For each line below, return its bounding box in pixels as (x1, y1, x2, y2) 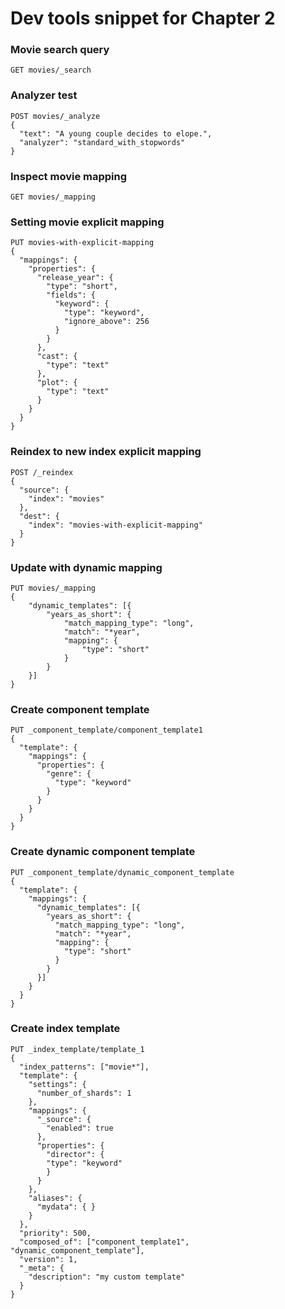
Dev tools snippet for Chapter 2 (10, 7, 276, 30)
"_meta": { (19, 1263, 65, 1273)
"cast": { (36, 352, 78, 362)
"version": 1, (19, 1254, 78, 1264)
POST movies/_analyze (10, 111, 101, 121)
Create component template (10, 702, 150, 716)
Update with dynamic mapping (10, 560, 163, 574)
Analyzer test (10, 88, 78, 102)
